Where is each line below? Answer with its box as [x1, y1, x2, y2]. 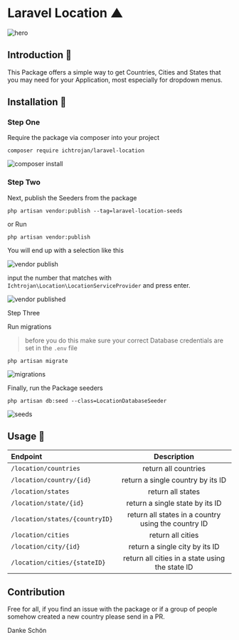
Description [154, 451, 194, 461]
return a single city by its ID [128, 541, 220, 551]
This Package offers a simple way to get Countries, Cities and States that [7, 67, 222, 76]
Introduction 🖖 [7, 49, 73, 61]
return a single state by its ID [126, 498, 222, 508]
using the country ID [139, 519, 208, 528]
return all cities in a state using [123, 553, 225, 563]
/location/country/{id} [11, 476, 92, 484]
